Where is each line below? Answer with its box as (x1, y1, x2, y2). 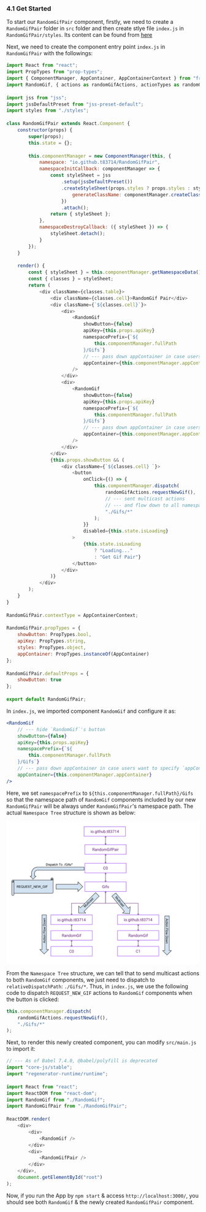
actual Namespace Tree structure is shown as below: (6, 808, 136, 816)
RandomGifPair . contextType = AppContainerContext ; (6, 612, 139, 618)
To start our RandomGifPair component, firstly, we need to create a (6, 18, 174, 26)
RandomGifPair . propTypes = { (6, 625, 81, 631)
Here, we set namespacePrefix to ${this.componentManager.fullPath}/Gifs (6, 789, 194, 797)
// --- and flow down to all (105, 502, 180, 508)
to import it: (6, 1045, 36, 1053)
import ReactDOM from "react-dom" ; (6, 1090, 97, 1096)
